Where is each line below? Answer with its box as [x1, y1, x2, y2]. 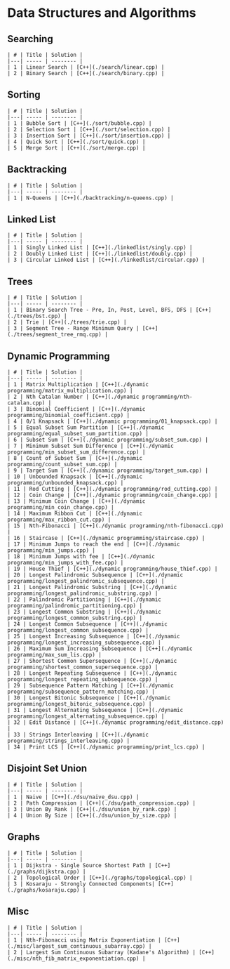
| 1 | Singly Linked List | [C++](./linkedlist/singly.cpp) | [7, 244, 193, 251]
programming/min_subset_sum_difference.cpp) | [7, 449, 146, 456]
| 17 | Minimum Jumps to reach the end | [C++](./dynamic [7, 541, 180, 548]
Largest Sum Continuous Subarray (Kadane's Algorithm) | [25, 949, 196, 956]
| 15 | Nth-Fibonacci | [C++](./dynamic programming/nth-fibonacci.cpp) [7, 522, 224, 529]
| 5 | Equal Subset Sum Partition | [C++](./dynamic [7, 424, 165, 431]
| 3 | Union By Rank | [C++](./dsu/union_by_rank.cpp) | [7, 805, 177, 812]
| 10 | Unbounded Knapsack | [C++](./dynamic [7, 473, 142, 480]
